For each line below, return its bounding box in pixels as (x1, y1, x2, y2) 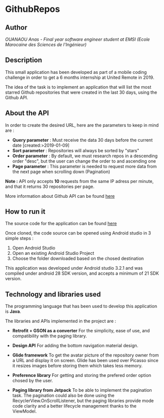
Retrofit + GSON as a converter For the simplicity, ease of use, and (12, 328, 150, 334)
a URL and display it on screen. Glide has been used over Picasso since (12, 358, 159, 363)
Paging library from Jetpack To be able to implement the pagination (12, 387, 152, 393)
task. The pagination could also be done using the (12, 393, 115, 399)
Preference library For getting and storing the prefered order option (12, 372, 152, 378)
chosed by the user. (12, 378, 53, 384)
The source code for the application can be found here (5, 221, 117, 227)
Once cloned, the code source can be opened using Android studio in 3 (5, 230, 151, 236)
